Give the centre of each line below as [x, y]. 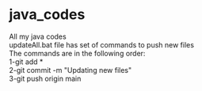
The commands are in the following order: [77, 53]
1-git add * [26, 62]
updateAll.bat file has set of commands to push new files [102, 44]
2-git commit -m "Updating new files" [71, 70]
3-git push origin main [45, 78]
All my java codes [38, 36]
